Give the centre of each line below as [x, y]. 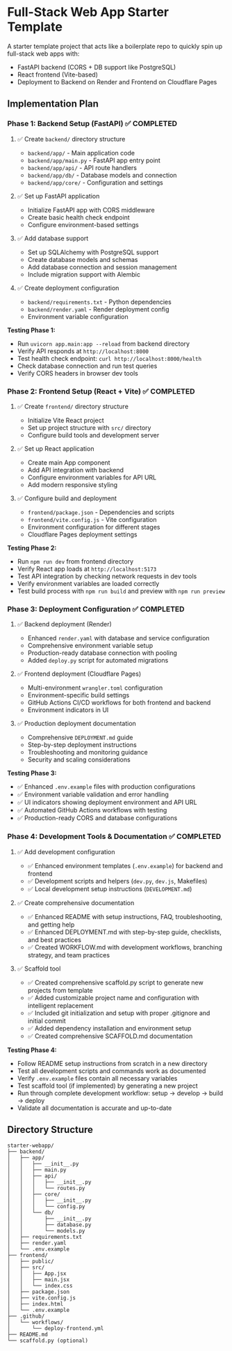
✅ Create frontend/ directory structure [73, 406]
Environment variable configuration [78, 316]
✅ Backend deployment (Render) [65, 624]
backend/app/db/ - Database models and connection [102, 175]
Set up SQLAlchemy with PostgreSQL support [93, 252]
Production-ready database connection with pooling [102, 653]
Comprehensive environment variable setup [90, 646]
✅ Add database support [53, 238]
